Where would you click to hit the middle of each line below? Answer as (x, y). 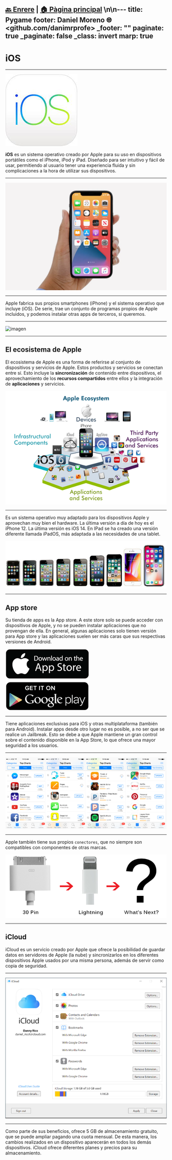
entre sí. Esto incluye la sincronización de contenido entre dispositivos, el (83, 373)
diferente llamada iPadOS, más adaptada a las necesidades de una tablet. (83, 534)
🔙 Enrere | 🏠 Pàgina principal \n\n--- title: (74, 9)
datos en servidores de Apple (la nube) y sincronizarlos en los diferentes (82, 955)
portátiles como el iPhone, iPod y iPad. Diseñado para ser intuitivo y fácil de (85, 160)
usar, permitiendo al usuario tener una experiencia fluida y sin (70, 165)
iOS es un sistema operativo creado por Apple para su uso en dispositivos (83, 155)
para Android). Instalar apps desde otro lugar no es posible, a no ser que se (85, 729)
